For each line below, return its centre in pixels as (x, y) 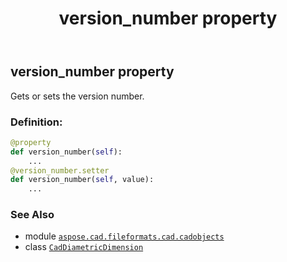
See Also (32, 215)
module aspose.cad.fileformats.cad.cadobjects (124, 236)
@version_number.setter (60, 170)
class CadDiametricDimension (84, 247)
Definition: (36, 122)
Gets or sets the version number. (77, 96)
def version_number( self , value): (82, 180)
